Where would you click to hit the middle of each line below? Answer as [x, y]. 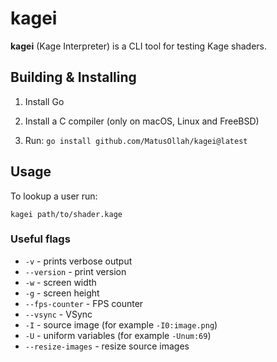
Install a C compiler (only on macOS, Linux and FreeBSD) [142, 121]
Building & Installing [73, 77]
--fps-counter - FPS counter [84, 303]
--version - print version [75, 271]
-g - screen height [62, 293]
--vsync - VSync [58, 314]
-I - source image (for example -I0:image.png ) [121, 324]
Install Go [44, 101]
